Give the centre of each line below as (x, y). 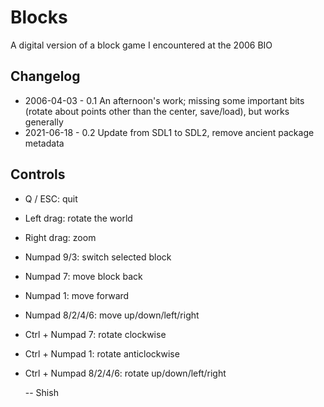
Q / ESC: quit (51, 198)
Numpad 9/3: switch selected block (98, 257)
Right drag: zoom (60, 237)
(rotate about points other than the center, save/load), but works (157, 111)
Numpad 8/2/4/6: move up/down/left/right (112, 315)
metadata (44, 143)
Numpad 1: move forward (77, 295)
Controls (38, 174)
